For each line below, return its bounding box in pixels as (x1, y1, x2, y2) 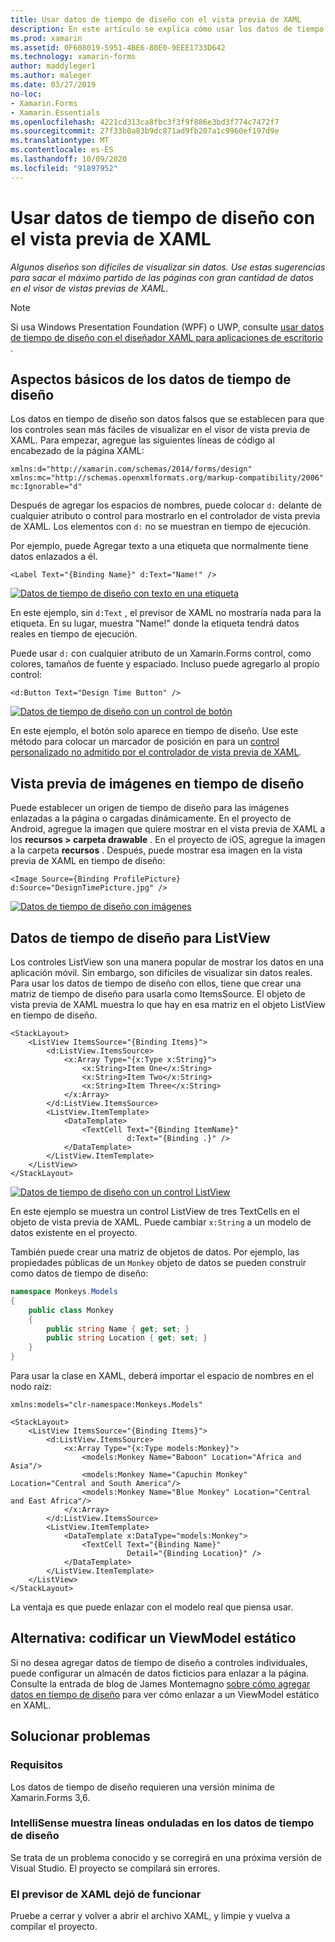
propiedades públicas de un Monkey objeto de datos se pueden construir (10, 1257, 307, 1268)
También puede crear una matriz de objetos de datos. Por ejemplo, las (10, 1246, 300, 1258)
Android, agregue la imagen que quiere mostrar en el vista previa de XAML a (10, 823, 326, 835)
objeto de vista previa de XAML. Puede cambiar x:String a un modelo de (10, 1216, 312, 1228)
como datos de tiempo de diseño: (10, 1267, 149, 1279)
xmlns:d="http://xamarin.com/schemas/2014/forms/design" (10, 464, 253, 475)
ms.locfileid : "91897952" (10, 163, 118, 173)
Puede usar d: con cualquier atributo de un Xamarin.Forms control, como (10, 647, 312, 660)
